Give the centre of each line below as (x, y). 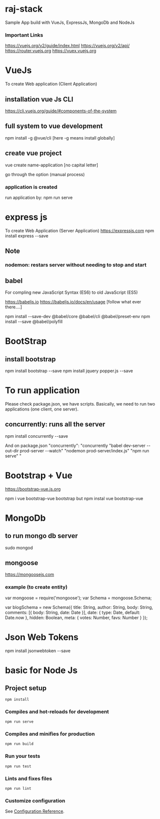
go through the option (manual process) (45, 174)
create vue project (33, 153)
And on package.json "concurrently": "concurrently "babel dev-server (75, 445)
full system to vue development (54, 126)
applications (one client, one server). (42, 409)
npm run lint (18, 788)
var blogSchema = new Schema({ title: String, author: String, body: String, (79, 607)
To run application (43, 391)
